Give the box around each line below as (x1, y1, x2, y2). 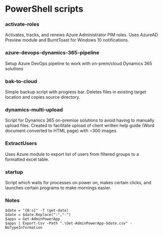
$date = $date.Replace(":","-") (5, 213, 71, 217)
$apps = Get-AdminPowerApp (5, 216, 60, 222)
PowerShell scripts (5, 3, 84, 15)
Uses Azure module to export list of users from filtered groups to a (5, 151, 140, 157)
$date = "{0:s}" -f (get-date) (5, 208, 69, 213)
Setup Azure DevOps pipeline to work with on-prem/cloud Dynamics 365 (5, 60, 153, 66)
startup (5, 169, 23, 175)
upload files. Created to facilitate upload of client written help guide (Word (5, 123, 155, 128)
